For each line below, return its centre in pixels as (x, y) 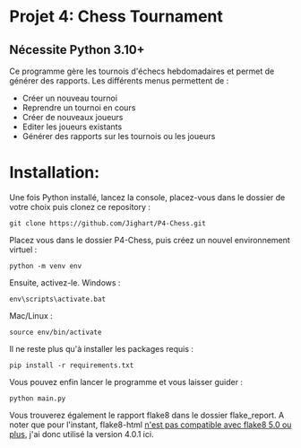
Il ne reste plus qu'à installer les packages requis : (102, 348)
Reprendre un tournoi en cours (79, 108)
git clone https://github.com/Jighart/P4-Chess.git (107, 223)
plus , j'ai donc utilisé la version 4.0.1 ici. (82, 434)
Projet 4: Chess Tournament (116, 17)
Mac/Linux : (31, 315)
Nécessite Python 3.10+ (77, 50)
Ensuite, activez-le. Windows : (65, 282)
